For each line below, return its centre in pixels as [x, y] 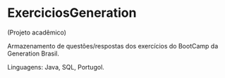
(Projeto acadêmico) [37, 32]
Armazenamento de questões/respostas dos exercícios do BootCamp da [113, 46]
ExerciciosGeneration [72, 13]
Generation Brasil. [34, 53]
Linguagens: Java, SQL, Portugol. [56, 67]
